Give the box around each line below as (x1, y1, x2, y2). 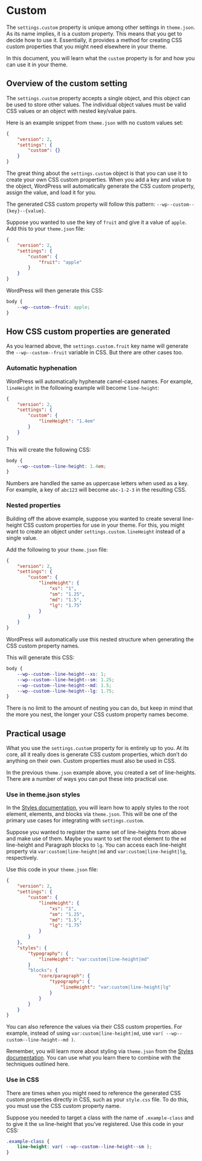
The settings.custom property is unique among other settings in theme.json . (6, 24, 195, 31)
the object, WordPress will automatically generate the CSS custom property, (6, 182, 195, 189)
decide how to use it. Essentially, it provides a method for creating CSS (6, 36, 183, 43)
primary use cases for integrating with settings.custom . (6, 817, 145, 824)
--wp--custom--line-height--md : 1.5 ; (17, 682, 112, 689)
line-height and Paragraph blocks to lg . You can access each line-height (6, 841, 187, 848)
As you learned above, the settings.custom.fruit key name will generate (6, 342, 189, 350)
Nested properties (6, 501, 62, 510)
